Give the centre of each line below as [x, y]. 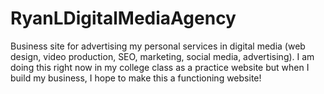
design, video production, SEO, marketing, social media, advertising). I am [162, 56]
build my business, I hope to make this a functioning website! [136, 78]
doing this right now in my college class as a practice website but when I [160, 67]
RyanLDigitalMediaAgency [123, 18]
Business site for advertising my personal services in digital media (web [158, 46]
